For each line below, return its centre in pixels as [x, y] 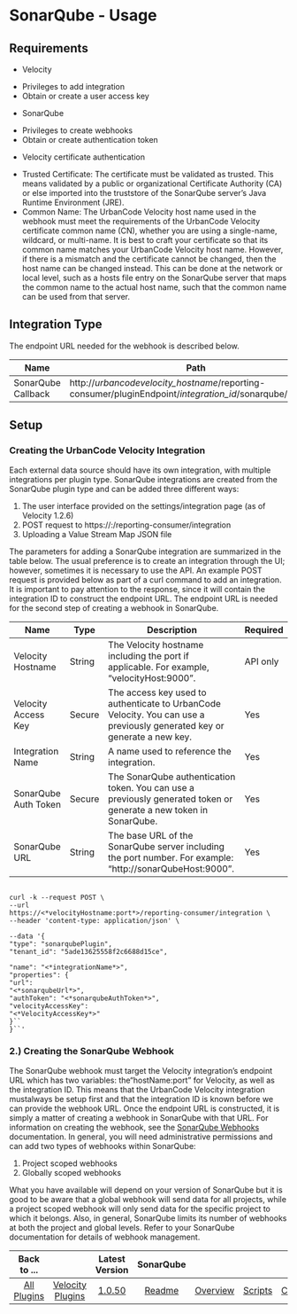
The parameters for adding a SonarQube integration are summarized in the [145, 551]
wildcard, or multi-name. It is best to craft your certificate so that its [145, 240]
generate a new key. [150, 737]
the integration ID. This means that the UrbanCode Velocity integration [137, 1089]
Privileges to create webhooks [77, 130]
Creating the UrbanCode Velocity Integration [107, 450]
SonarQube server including [166, 846]
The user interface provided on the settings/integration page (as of [144, 505]
